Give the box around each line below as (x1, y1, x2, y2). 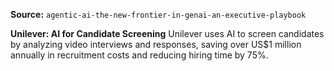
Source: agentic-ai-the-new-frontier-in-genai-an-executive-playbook (10, 9, 307, 20)
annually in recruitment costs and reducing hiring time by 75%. (10, 49, 269, 61)
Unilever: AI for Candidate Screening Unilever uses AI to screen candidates (10, 28, 325, 39)
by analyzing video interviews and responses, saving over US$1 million (10, 39, 302, 50)
